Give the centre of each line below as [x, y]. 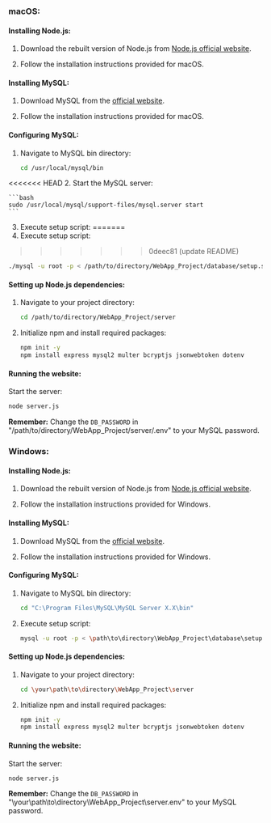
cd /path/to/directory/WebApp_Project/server [98, 317]
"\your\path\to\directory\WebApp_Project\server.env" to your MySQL [123, 802]
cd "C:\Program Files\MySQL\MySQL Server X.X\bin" [107, 608]
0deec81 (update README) [194, 252]
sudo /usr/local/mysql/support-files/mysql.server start [106, 205]
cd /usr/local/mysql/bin [62, 168]
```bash [21, 198]
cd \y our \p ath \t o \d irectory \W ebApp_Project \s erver [107, 689]
